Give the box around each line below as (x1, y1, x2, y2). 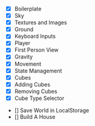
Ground (14, 26, 34, 33)
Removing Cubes (14, 88, 57, 95)
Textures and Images (14, 19, 67, 26)
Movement (14, 60, 42, 68)
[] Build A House (14, 113, 56, 121)
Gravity (14, 53, 33, 60)
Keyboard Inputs (14, 33, 56, 40)
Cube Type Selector (14, 94, 65, 102)
